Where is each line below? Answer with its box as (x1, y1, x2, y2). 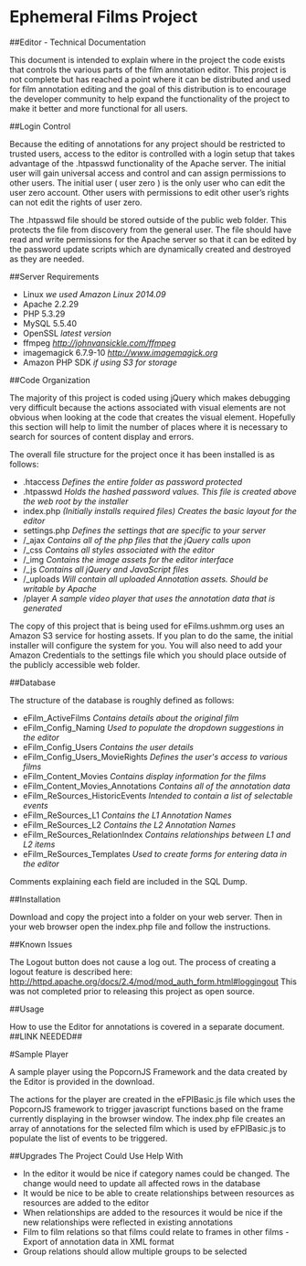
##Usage (9, 1003, 45, 1014)
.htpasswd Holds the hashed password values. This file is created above (22, 486, 297, 497)
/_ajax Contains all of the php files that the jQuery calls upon (22, 534, 251, 545)
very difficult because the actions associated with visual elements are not (9, 402, 286, 413)
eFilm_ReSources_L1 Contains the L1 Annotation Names (22, 810, 232, 821)
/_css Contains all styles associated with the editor (22, 544, 215, 555)
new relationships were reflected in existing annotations (22, 1217, 233, 1228)
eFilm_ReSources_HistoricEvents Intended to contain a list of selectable (22, 789, 294, 801)
